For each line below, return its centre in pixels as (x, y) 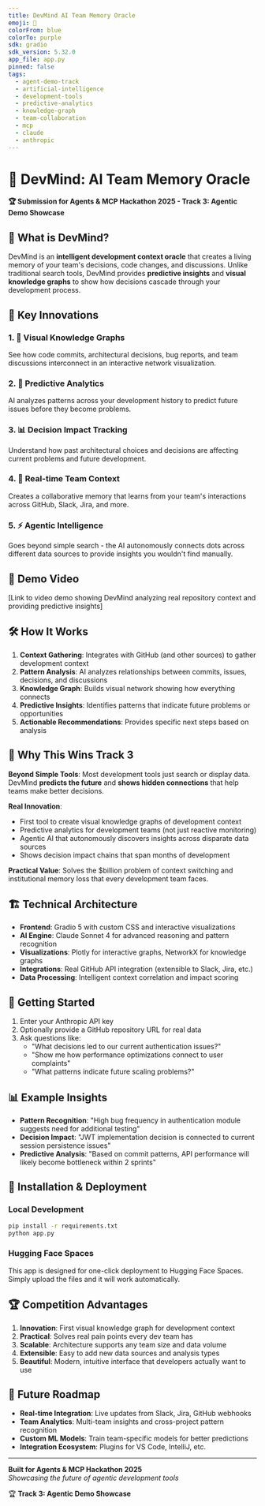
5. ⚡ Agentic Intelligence (56, 525)
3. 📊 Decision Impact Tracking (68, 430)
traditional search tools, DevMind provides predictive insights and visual (127, 274)
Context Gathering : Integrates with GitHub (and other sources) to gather (138, 655)
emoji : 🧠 (22, 23)
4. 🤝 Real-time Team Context (64, 479)
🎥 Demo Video (44, 579)
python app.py (32, 1233)
